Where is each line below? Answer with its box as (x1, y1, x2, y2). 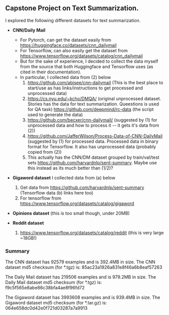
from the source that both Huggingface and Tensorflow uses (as (20, 63, 153, 69)
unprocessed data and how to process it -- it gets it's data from (27, 122, 159, 128)
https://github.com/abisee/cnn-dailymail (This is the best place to (27, 79, 163, 85)
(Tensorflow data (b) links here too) (20, 189, 94, 195)
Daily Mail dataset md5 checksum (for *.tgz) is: (5, 279, 102, 285)
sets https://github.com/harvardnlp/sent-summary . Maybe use (27, 159, 157, 165)
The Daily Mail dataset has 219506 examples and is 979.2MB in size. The (5, 274, 156, 280)
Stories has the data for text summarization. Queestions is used (27, 100, 159, 107)
